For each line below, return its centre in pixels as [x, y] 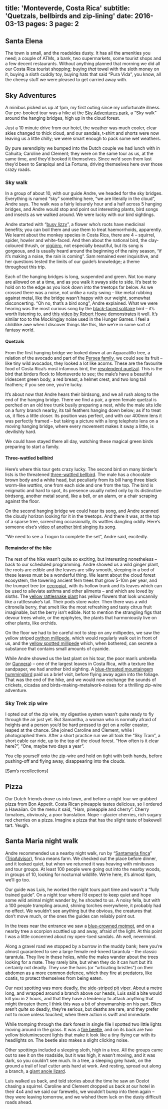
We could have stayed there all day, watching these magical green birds [79, 441]
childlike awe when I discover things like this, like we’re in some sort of [78, 325]
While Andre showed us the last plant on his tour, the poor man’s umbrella [81, 658]
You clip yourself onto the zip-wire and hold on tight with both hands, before [84, 756]
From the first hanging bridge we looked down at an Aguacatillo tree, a [78, 352]
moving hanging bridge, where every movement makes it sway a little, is [79, 426]
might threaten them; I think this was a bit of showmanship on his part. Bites [83, 1004]
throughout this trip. [26, 267]
